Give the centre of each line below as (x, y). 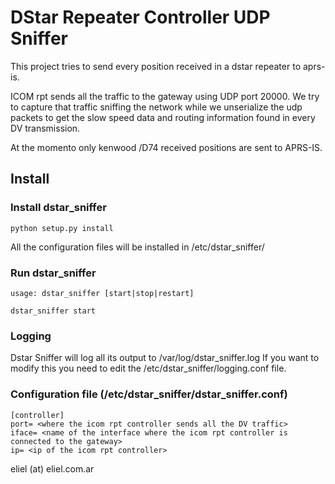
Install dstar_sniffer (58, 208)
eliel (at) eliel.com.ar (52, 468)
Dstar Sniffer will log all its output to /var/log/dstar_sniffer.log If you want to (165, 358)
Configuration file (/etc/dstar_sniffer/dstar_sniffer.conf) (149, 394)
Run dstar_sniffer (53, 273)
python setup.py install (62, 228)
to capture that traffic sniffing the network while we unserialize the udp (156, 107)
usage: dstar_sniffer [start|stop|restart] (102, 293)
